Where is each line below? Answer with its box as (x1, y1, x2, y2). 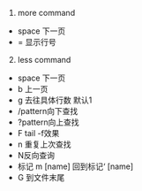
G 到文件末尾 (17, 172, 65, 182)
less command (17, 55, 71, 65)
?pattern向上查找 (17, 117, 79, 127)
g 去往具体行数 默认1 (17, 95, 93, 105)
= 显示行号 (17, 37, 56, 47)
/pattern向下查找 (17, 106, 78, 116)
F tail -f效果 (17, 128, 60, 138)
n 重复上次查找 (17, 139, 72, 149)
